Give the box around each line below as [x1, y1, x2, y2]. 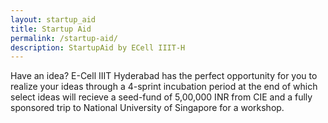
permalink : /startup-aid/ [10, 33, 118, 43]
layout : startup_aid [10, 14, 97, 25]
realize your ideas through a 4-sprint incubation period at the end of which [10, 81, 318, 93]
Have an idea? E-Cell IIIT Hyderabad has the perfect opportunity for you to [10, 70, 318, 82]
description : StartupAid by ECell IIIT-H [10, 42, 186, 53]
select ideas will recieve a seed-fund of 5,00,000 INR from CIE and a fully [10, 91, 313, 103]
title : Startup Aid [10, 24, 92, 34]
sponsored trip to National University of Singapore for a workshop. [10, 102, 285, 114]
